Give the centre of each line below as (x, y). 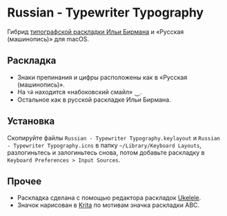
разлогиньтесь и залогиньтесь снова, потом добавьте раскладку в (106, 152)
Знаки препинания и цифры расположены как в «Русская (102, 77)
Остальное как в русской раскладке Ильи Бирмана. (94, 99)
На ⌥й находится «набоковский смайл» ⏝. (80, 91)
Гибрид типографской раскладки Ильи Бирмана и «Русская (96, 32)
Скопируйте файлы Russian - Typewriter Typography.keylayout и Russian (114, 138)
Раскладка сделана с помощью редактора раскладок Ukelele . (109, 198)
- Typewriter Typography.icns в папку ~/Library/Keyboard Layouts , (105, 145)
